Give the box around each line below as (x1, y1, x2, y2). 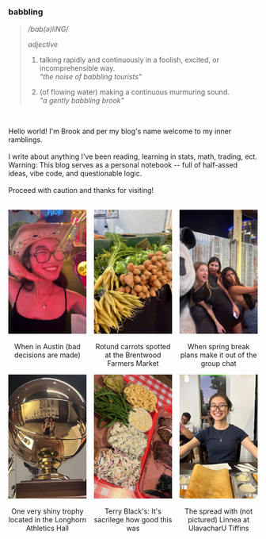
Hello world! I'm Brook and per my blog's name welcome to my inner (8, 126, 232, 137)
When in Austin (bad (14, 342, 81, 352)
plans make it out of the (180, 350, 257, 360)
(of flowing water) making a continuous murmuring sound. (39, 87, 230, 97)
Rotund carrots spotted (95, 342, 171, 352)
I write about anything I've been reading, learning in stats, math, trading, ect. (8, 152, 257, 161)
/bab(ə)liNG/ (27, 25, 69, 34)
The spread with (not (184, 506, 253, 516)
